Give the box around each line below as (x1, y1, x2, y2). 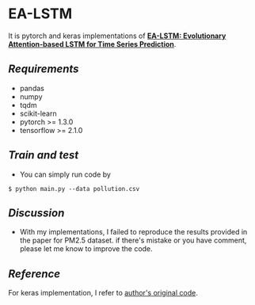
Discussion (8, 206, 65, 219)
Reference (8, 267, 61, 280)
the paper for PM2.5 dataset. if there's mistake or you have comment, (19, 235, 247, 246)
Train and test (8, 148, 79, 162)
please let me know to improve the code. (19, 244, 153, 254)
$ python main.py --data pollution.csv (8, 185, 140, 193)
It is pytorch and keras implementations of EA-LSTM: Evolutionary (8, 31, 226, 40)
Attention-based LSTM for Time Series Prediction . (8, 39, 177, 48)
